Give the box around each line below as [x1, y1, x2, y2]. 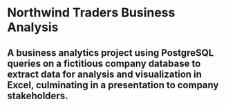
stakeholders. [7, 89, 68, 101]
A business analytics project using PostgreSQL [7, 47, 214, 59]
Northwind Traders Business [7, 5, 176, 21]
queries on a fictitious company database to [7, 57, 201, 70]
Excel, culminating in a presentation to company [7, 79, 219, 91]
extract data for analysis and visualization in [7, 68, 203, 80]
